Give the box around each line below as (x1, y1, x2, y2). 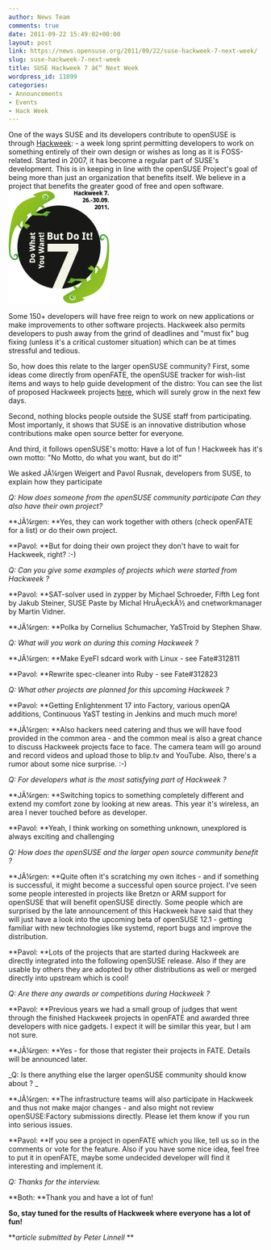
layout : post (8, 39, 52, 47)
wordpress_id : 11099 (8, 73, 78, 81)
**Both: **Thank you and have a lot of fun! (8, 1193, 153, 1202)
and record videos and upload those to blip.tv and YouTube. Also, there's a (8, 751, 256, 761)
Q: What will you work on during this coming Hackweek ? (8, 638, 199, 648)
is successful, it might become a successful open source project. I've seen (8, 880, 257, 890)
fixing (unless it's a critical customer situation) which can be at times (8, 338, 236, 347)
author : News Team (8, 13, 70, 21)
